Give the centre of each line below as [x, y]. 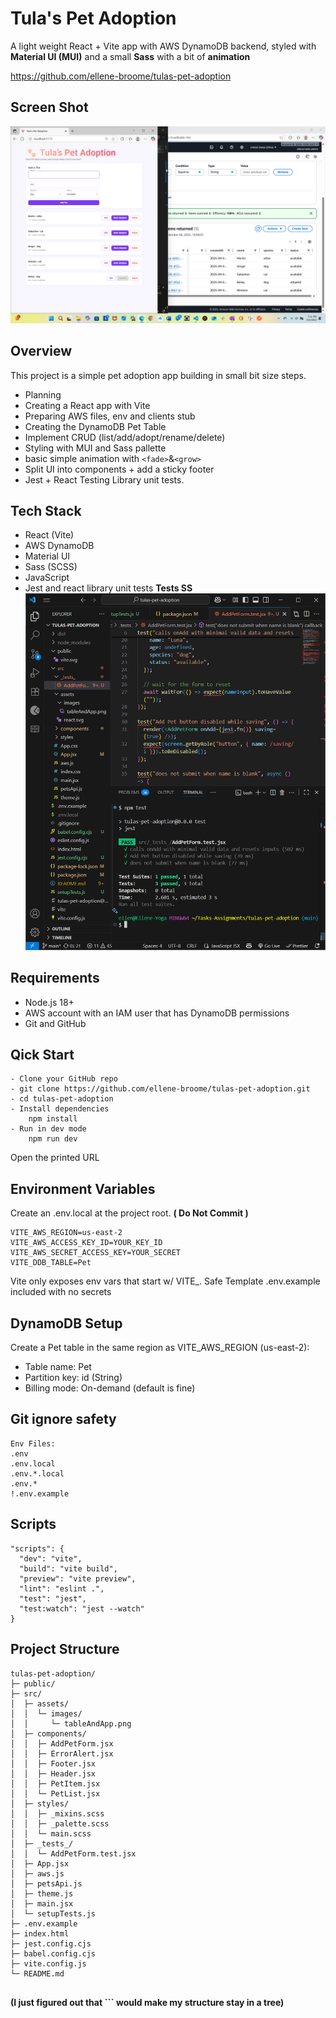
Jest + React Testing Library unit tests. [104, 479]
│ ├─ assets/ [40, 1703]
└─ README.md [37, 1973]
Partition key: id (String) [73, 1378]
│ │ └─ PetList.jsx [55, 1793]
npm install [53, 1119]
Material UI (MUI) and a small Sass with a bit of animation [130, 56]
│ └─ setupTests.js [53, 1913]
